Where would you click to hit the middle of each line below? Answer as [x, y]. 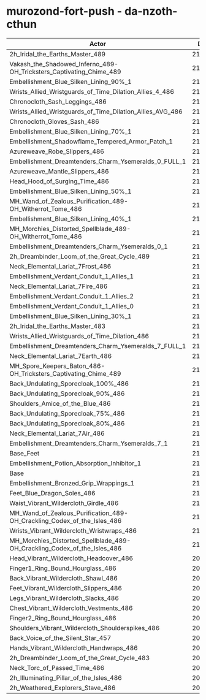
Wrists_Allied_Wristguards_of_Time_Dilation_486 [79, 336]
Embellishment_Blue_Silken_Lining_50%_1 [71, 191]
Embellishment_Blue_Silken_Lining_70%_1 [71, 131]
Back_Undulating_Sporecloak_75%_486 [67, 413]
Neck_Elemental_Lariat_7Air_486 [57, 433]
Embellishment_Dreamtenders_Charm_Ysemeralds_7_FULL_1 [98, 346]
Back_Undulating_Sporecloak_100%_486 [69, 383]
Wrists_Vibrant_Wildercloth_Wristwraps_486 [73, 530]
